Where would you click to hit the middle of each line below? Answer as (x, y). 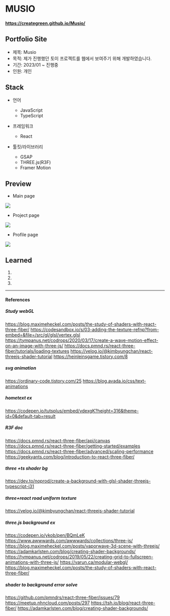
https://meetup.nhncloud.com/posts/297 (48, 603)
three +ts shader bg (27, 468)
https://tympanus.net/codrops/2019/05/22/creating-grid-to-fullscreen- (79, 557)
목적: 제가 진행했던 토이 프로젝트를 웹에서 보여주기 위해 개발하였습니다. (82, 58)
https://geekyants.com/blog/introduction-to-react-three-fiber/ (70, 457)
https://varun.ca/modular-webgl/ (94, 562)
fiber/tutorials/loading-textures (37, 351)
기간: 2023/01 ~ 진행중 (35, 64)
